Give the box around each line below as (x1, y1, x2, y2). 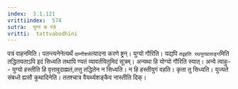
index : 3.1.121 (7, 10, 55, 18)
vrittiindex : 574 (7, 17, 62, 24)
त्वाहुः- (217, 57, 232, 66)
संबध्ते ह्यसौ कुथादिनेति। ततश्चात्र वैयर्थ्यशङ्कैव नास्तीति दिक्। (7, 73, 147, 82)
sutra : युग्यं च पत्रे (7, 23, 56, 30)
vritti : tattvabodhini (7, 30, 78, 37)
